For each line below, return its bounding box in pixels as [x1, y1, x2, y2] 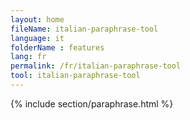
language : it [10, 33, 65, 43]
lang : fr [10, 52, 47, 62]
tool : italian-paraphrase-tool [10, 71, 141, 81]
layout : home [10, 14, 65, 25]
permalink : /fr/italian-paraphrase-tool [10, 61, 182, 71]
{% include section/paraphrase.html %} [10, 97, 174, 110]
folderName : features [10, 42, 105, 53]
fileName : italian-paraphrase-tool [10, 24, 159, 34]
